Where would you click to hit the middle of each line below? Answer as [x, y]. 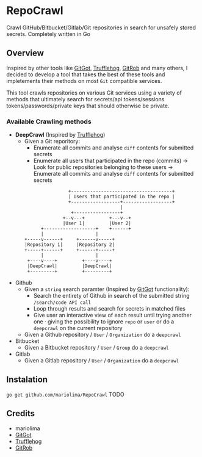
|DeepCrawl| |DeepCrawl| [70, 266]
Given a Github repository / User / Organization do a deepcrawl [103, 335]
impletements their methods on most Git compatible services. [84, 81]
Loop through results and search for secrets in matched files [110, 309]
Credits [21, 413]
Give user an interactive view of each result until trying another [113, 315]
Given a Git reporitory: [52, 142]
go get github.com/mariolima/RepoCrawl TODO [65, 394]
